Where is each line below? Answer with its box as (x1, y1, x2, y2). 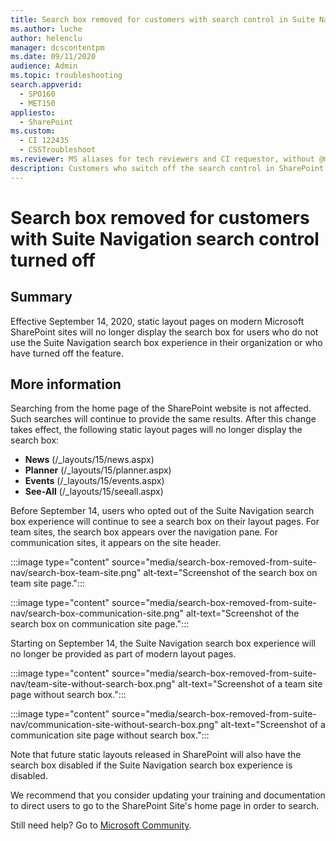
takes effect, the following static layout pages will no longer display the (10, 424, 303, 436)
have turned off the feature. (10, 347, 125, 359)
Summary (10, 289, 73, 306)
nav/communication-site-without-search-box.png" (10, 719, 219, 731)
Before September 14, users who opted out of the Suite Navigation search (10, 505, 315, 517)
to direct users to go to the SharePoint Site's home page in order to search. (10, 800, 320, 812)
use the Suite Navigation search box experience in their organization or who (10, 336, 323, 348)
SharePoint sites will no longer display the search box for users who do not (10, 326, 319, 338)
